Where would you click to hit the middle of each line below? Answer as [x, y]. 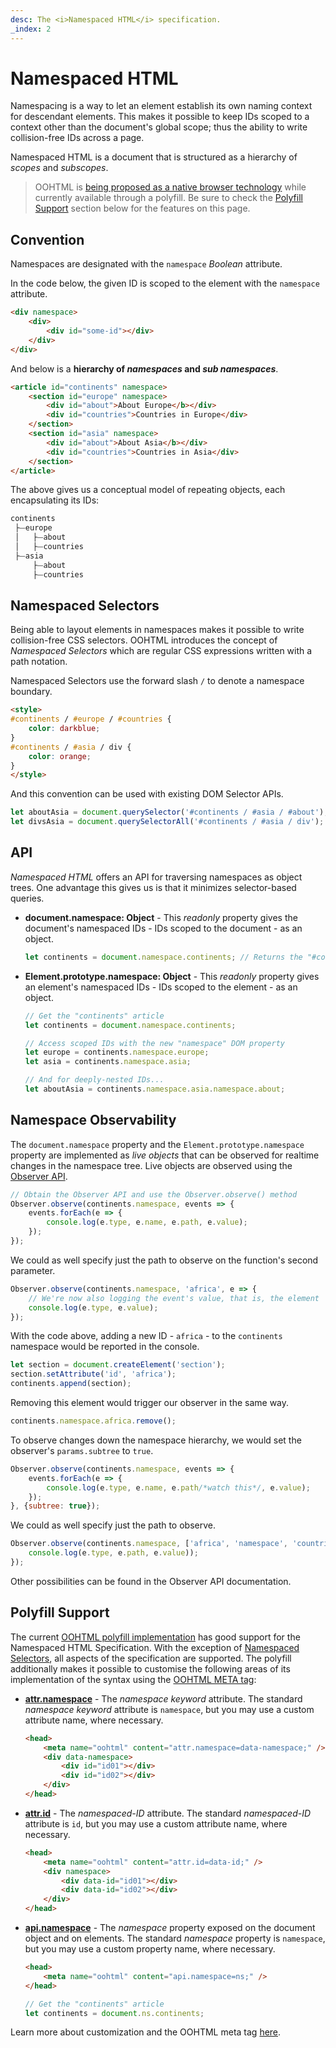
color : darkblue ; [64, 729]
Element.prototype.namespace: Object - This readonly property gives [172, 976]
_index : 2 [31, 29]
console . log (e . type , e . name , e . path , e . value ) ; [147, 1222]
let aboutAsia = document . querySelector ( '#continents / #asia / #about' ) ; [169, 812]
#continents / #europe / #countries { [91, 719]
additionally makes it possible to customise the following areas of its [150, 1668]
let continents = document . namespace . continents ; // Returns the [163, 957]
